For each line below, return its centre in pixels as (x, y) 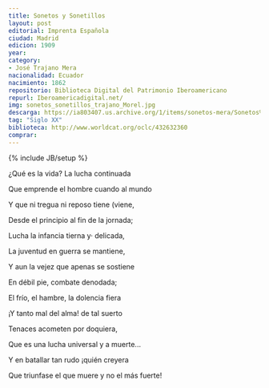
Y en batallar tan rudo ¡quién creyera (69, 360)
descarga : (25, 113)
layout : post (30, 23)
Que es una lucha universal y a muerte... (75, 344)
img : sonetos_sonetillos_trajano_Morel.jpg (82, 105)
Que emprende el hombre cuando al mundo (80, 188)
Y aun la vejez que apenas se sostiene (71, 266)
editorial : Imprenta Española (59, 30)
